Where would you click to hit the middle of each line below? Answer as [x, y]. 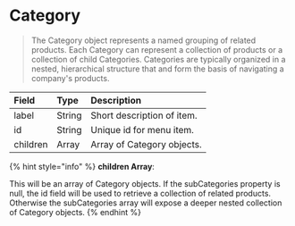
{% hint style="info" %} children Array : [82, 166]
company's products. [70, 78]
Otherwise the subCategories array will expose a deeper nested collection [146, 203]
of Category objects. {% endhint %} [75, 212]
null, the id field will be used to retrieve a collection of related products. [140, 193]
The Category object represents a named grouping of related [143, 40]
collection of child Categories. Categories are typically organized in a [158, 59]
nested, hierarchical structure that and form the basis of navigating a [157, 69]
